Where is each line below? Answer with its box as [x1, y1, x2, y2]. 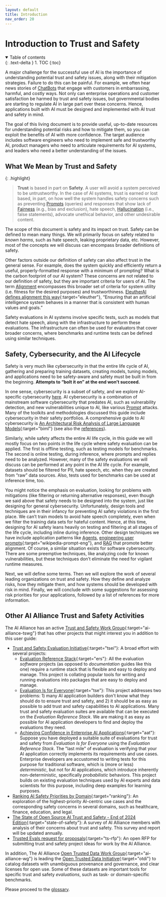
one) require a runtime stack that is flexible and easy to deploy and [19, 666, 156, 672]
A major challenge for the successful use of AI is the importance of [5, 69, 142, 75]
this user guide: [5, 635, 37, 641]
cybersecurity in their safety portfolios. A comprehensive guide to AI [5, 415, 145, 421]
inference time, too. [5, 477, 45, 483]
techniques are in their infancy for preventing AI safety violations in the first [5, 508, 159, 514]
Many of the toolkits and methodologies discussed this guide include [5, 409, 146, 415]
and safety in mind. [5, 111, 45, 117]
